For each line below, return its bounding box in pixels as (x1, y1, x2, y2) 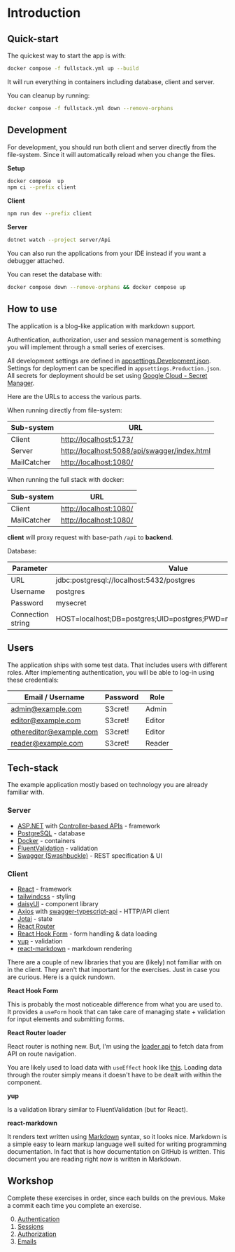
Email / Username (24, 692, 85, 702)
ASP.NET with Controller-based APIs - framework (17, 821, 161, 830)
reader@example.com (10, 738, 84, 748)
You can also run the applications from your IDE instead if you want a (7, 249, 206, 257)
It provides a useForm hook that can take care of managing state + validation (7, 1007, 226, 1016)
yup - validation (17, 936, 63, 945)
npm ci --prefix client (7, 184, 77, 191)
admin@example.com (10, 704, 83, 713)
